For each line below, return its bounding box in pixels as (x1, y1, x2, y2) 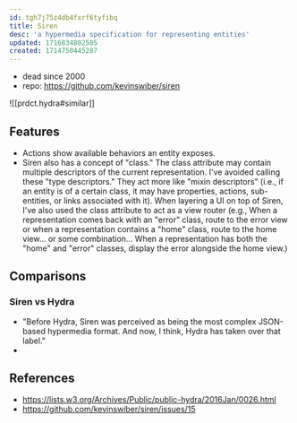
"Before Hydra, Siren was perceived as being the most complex (21, 315, 257, 327)
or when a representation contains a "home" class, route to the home (21, 223, 277, 234)
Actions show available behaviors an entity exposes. (21, 147, 216, 158)
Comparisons (9, 269, 87, 284)
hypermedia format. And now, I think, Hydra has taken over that (47, 325, 282, 336)
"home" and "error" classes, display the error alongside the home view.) (21, 243, 288, 254)
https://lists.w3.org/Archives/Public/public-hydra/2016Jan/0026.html (21, 394, 277, 405)
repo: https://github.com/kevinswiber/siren (21, 81, 181, 91)
